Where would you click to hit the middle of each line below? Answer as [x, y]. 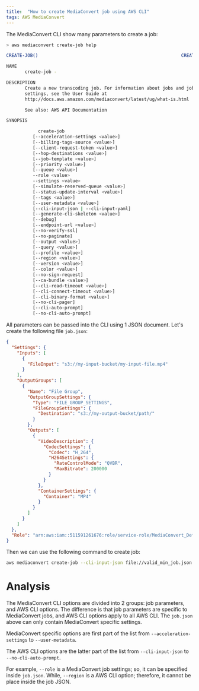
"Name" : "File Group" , [55, 392]
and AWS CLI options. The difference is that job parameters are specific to [97, 610]
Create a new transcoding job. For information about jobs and [104, 88]
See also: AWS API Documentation [66, 110]
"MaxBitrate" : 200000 [81, 469]
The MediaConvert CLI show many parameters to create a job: [82, 34]
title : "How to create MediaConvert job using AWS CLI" [78, 12]
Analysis [28, 587]
